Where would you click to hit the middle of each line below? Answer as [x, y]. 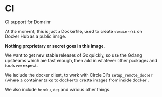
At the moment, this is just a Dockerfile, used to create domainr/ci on [74, 31]
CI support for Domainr [28, 22]
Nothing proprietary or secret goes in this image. [55, 46]
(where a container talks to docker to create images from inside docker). [77, 80]
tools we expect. [22, 65]
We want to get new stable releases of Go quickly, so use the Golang [74, 55]
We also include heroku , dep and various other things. [58, 89]
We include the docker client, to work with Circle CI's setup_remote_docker [79, 75]
